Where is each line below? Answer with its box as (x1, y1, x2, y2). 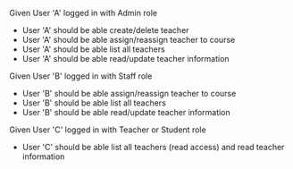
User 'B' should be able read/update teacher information (21, 107, 230, 117)
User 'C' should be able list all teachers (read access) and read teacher (21, 142, 285, 152)
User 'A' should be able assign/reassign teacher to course (21, 35, 236, 45)
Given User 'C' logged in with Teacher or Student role (9, 124, 207, 135)
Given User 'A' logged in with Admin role (9, 8, 158, 18)
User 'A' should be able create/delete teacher (21, 25, 189, 35)
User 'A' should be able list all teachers (21, 44, 165, 55)
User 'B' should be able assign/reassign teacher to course (21, 89, 237, 98)
